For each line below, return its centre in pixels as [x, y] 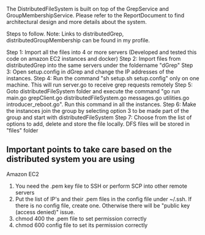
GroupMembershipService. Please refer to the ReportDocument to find [95, 15]
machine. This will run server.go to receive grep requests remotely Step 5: [99, 85]
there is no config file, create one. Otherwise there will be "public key [102, 206]
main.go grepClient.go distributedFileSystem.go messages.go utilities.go [98, 98]
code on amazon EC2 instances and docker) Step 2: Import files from [94, 59]
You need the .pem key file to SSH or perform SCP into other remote [101, 186]
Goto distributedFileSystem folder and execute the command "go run [93, 91]
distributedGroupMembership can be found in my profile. [78, 40]
